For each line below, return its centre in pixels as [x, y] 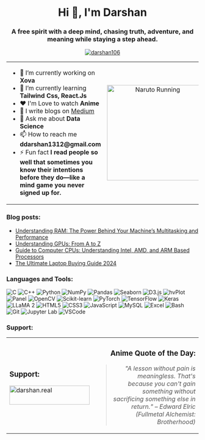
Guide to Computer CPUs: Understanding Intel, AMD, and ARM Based [103, 250]
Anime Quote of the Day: [153, 353]
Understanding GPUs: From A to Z [58, 243]
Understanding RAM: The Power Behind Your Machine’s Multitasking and [106, 230]
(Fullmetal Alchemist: [165, 414]
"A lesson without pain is [160, 369]
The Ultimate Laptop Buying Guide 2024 [66, 263]
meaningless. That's [166, 376]
